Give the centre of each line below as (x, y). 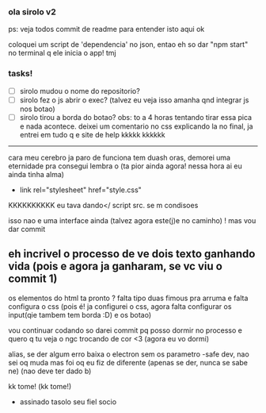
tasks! (21, 74)
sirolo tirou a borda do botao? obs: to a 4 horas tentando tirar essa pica (135, 117)
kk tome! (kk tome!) (40, 386)
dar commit (27, 229)
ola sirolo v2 (32, 12)
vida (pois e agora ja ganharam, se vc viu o (116, 266)
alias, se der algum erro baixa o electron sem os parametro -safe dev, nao (129, 354)
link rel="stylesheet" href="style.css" (81, 190)
